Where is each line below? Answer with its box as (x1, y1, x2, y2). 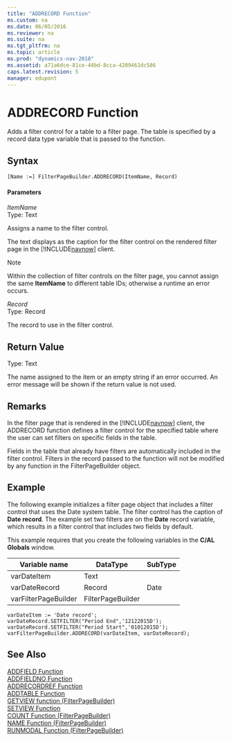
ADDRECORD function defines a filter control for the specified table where (7, 426, 219, 434)
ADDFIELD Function (7, 667, 64, 675)
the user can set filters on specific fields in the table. (7, 433, 157, 441)
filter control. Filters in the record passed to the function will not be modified (7, 454, 225, 462)
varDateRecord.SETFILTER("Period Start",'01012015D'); (7, 624, 169, 631)
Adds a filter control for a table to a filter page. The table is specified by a (7, 128, 216, 136)
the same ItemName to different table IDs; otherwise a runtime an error (7, 279, 210, 288)
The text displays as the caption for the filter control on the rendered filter (7, 237, 217, 246)
